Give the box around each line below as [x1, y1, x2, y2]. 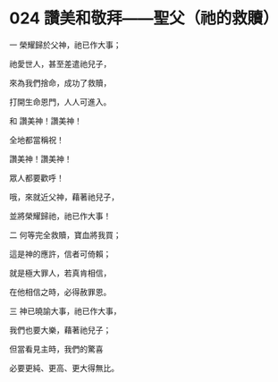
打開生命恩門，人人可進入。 [9, 96, 112, 107]
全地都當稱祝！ [9, 134, 64, 145]
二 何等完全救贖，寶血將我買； [9, 229, 122, 240]
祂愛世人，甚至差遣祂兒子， [9, 58, 112, 69]
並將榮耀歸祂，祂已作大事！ [9, 210, 112, 221]
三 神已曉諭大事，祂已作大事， [9, 305, 122, 316]
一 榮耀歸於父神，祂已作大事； [9, 39, 122, 50]
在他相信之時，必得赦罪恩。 [9, 286, 112, 297]
